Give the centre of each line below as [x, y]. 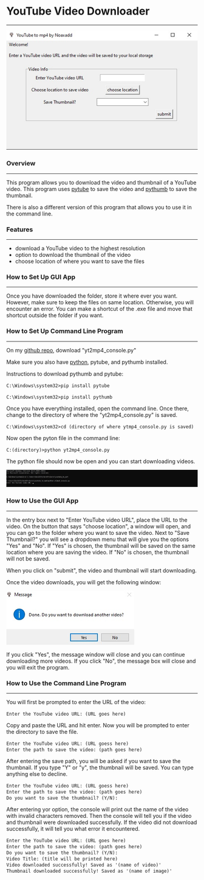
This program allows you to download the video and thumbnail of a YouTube [101, 182]
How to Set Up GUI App [41, 277]
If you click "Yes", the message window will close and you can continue [96, 654]
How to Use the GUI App [42, 501]
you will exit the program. [38, 667]
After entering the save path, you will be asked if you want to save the [93, 761]
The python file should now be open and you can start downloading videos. [101, 461]
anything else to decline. [37, 773]
